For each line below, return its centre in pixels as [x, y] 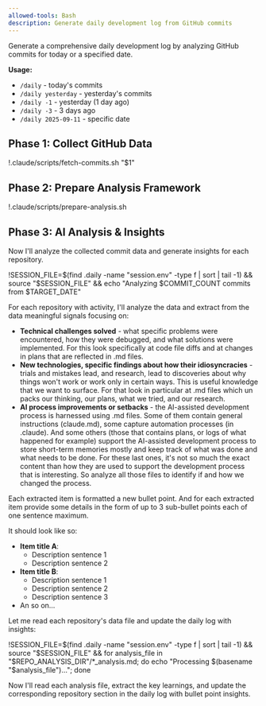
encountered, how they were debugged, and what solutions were [126, 339]
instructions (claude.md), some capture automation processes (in [127, 424]
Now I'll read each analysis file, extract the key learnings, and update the [127, 685]
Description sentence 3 [70, 596]
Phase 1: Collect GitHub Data [80, 144]
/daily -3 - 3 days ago [58, 110]
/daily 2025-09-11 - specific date [75, 118]
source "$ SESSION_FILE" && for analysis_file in [85, 653]
